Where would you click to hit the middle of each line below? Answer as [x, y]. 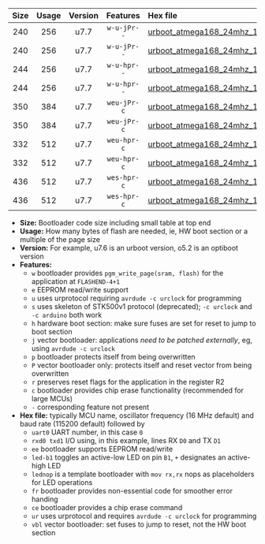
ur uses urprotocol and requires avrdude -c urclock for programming [144, 516]
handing [45, 499]
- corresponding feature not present [90, 407]
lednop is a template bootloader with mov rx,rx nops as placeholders [143, 474]
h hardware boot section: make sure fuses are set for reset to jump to [144, 323]
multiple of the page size [60, 239]
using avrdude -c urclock [73, 348]
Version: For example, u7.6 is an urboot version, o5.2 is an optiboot [129, 248]
